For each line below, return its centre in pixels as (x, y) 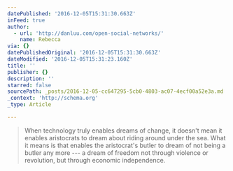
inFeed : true (26, 20)
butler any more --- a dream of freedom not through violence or (116, 153)
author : (19, 27)
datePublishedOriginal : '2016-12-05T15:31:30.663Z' (84, 53)
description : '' (31, 79)
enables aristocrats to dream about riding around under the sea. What (125, 137)
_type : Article (29, 105)
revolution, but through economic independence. (95, 160)
